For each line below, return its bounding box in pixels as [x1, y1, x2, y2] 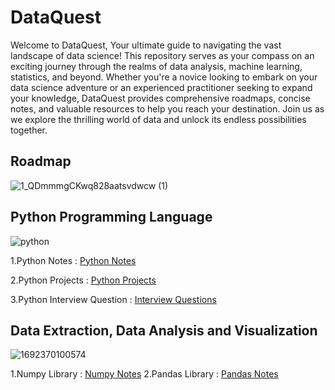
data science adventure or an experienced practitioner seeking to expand [10, 81, 313, 93]
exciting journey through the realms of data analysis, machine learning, [10, 60, 303, 72]
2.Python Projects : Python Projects [10, 274, 157, 286]
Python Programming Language [10, 209, 213, 226]
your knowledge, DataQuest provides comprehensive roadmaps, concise [10, 92, 311, 104]
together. [10, 124, 48, 136]
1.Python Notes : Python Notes [10, 254, 137, 266]
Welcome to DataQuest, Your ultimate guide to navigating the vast [10, 39, 282, 51]
